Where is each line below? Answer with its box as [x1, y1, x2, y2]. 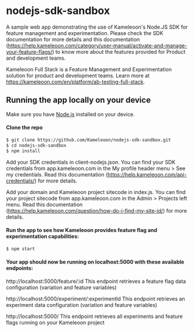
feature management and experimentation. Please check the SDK [6, 29, 164, 36]
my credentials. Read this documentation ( [6, 171, 108, 178]
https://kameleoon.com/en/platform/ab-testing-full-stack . [6, 78, 145, 85]
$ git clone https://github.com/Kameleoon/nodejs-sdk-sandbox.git [6, 137, 171, 143]
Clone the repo [6, 124, 43, 131]
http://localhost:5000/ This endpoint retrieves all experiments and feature [6, 313, 183, 320]
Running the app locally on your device [6, 95, 151, 105]
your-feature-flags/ [6, 48, 53, 55]
